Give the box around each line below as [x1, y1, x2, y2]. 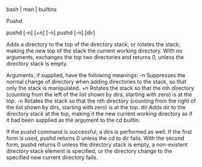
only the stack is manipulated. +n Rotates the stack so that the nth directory [6, 84, 195, 92]
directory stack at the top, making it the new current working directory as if [6, 110, 193, 117]
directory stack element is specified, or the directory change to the [6, 148, 172, 154]
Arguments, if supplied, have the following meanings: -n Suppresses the [6, 72, 186, 78]
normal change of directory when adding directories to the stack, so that [6, 78, 187, 85]
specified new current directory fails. [6, 154, 98, 161]
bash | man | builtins [6, 6, 57, 13]
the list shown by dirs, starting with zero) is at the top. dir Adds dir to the [6, 104, 186, 111]
